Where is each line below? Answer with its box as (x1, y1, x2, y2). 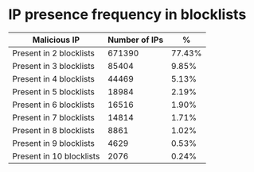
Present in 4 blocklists (12, 73, 96, 84)
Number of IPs (107, 34, 164, 45)
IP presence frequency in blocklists (8, 6, 247, 24)
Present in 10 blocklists (12, 151, 100, 162)
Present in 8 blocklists (12, 124, 96, 136)
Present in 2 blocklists (12, 48, 96, 59)
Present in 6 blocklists (12, 99, 96, 110)
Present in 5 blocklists (12, 86, 96, 97)
